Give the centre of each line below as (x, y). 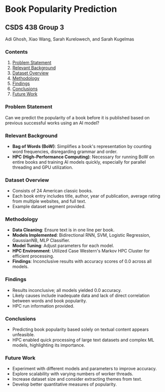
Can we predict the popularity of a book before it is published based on (78, 117)
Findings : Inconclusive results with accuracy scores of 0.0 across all (82, 261)
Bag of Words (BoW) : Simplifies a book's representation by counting (82, 146)
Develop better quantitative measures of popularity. (65, 384)
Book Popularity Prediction (61, 9)
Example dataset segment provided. (49, 207)
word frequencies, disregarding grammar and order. (65, 151)
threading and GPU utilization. (43, 167)
